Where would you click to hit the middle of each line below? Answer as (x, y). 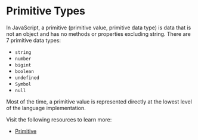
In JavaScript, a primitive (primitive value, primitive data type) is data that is (99, 28)
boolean (24, 71)
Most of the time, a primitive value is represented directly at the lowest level (99, 101)
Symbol (23, 84)
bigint (23, 65)
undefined (27, 78)
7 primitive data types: (34, 40)
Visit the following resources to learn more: (59, 119)
